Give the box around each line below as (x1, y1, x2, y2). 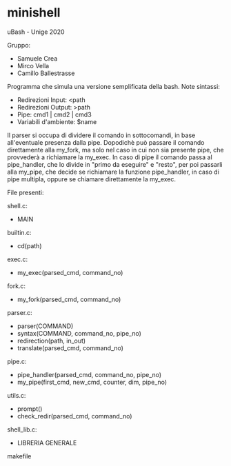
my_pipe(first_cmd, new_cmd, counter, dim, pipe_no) (17, 378, 168, 386)
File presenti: (7, 188, 44, 196)
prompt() (17, 405, 43, 413)
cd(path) (17, 241, 43, 250)
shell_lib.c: (7, 425, 37, 434)
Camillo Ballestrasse (17, 69, 75, 77)
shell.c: (7, 201, 28, 210)
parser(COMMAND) (17, 322, 74, 330)
